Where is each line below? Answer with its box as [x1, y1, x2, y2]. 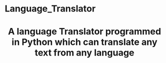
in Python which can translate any [11, 36, 158, 48]
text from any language [34, 47, 135, 58]
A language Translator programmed [8, 26, 161, 37]
